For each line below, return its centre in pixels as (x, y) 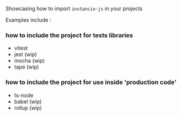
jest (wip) (25, 54)
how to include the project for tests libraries (69, 35)
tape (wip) (27, 67)
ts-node (24, 95)
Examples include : (28, 20)
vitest (21, 48)
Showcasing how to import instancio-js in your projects (74, 9)
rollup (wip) (28, 108)
